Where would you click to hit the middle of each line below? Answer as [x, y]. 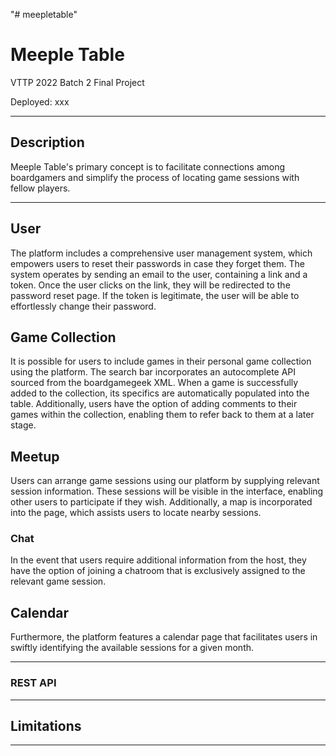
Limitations [46, 725]
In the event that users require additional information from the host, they [158, 560]
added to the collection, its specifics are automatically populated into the [160, 393]
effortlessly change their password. [83, 306]
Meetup [35, 456]
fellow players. [40, 188]
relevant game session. [58, 581]
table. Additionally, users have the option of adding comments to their [154, 404]
